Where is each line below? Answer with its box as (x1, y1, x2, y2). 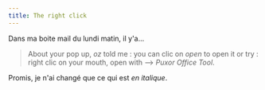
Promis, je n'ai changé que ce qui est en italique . (8, 72, 168, 82)
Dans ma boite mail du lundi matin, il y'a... (8, 33, 145, 43)
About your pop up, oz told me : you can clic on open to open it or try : (27, 49, 259, 58)
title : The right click (8, 11, 88, 20)
